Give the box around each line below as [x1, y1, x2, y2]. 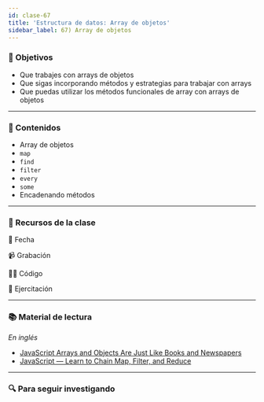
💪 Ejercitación [8, 284, 53, 293]
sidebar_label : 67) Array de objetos [8, 26, 132, 34]
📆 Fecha [8, 235, 35, 245]
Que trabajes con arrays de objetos [19, 70, 134, 79]
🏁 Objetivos [8, 52, 53, 63]
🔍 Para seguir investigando [8, 383, 115, 394]
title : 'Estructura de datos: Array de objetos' [8, 19, 170, 27]
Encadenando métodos [19, 190, 96, 199]
